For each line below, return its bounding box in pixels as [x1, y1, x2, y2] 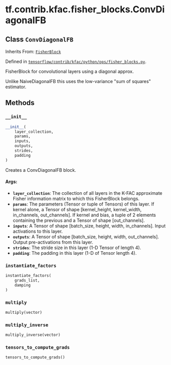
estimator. [5, 84, 27, 90]
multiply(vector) [5, 310, 42, 315]
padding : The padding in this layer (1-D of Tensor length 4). [12, 250, 137, 256]
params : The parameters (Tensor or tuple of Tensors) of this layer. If [12, 201, 155, 207]
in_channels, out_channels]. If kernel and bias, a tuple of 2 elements [12, 212, 156, 218]
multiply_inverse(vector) [5, 332, 60, 338]
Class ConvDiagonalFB [5, 35, 74, 44]
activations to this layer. [12, 228, 63, 234]
